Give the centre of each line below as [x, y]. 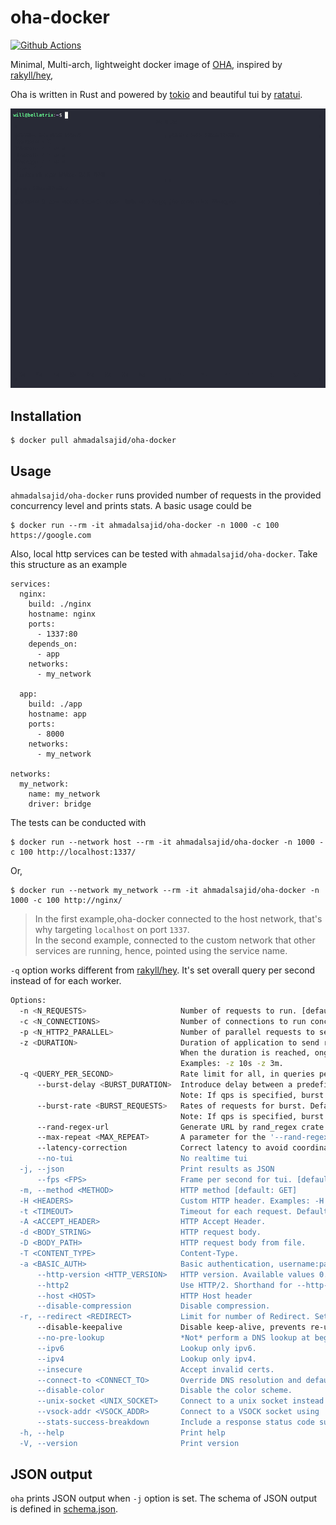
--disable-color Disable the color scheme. [164, 1391]
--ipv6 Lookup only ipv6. [146, 1348]
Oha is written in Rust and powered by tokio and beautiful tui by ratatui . [156, 94]
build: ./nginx [60, 604]
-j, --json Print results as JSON [147, 1169]
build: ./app [55, 704]
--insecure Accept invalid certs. [155, 1369]
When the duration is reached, [245, 1053]
